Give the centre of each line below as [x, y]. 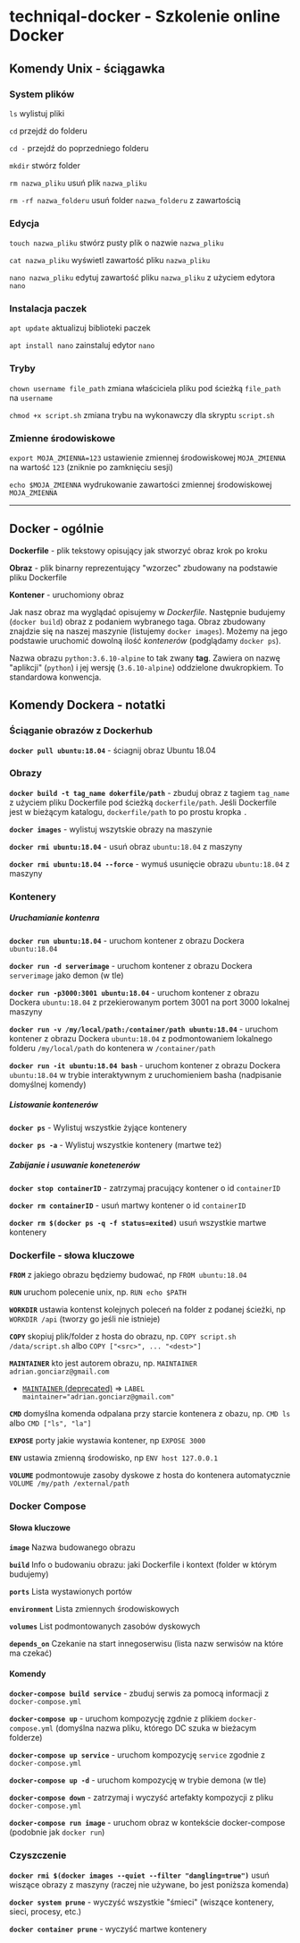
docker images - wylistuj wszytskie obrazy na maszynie [111, 829]
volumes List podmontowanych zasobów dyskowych [105, 1626]
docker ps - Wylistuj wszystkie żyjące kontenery [98, 1127]
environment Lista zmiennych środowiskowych [95, 1609]
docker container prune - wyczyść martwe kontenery [108, 1929]
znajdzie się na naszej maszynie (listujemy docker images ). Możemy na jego [149, 631]
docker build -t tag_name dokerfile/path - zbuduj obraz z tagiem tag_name [150, 792]
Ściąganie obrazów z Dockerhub [81, 731]
